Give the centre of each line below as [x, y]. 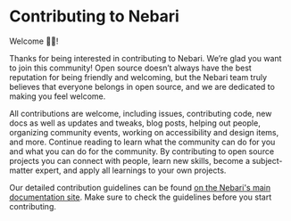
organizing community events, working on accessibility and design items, [144, 132]
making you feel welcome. [58, 96]
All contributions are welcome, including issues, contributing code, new [141, 113]
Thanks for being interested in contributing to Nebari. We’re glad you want [145, 58]
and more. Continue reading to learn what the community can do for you [142, 142]
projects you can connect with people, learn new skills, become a [129, 160]
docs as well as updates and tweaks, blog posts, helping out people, [135, 123]
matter [21, 170]
